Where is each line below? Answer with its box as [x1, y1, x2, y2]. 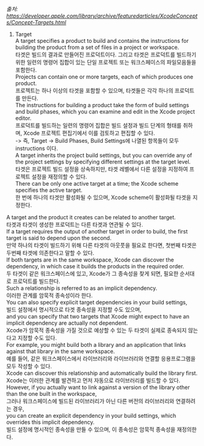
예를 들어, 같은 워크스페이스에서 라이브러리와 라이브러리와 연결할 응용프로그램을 [6, 355, 196, 362]
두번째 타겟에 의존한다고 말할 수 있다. [6, 249, 95, 256]
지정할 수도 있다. [17, 334, 57, 341]
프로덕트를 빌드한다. [12, 278, 60, 285]
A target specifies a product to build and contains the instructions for [15, 37, 189, 44]
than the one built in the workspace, [6, 390, 97, 397]
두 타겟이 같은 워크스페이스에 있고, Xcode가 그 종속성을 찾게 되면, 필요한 [6, 270, 179, 277]
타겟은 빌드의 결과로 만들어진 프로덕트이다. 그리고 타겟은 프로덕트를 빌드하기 [15, 51, 197, 58]
